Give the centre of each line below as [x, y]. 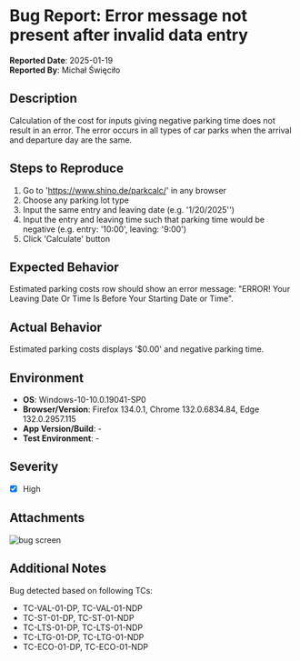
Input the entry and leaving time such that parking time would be [144, 219]
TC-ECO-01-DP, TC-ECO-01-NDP [85, 646]
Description [43, 99]
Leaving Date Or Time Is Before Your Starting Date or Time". [122, 299]
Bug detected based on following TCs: [81, 590]
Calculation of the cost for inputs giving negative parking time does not [142, 120]
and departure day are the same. [71, 140]
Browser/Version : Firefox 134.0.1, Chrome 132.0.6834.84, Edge [141, 409]
